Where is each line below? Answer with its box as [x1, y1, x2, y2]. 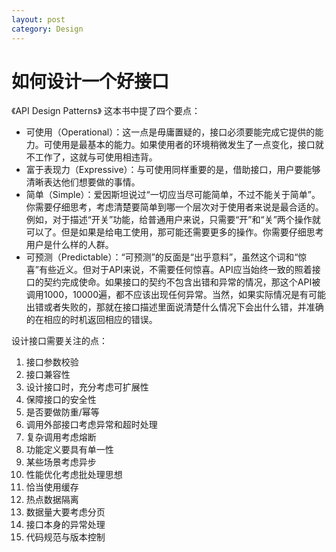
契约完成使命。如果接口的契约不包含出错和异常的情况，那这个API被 [43, 276, 321, 288]
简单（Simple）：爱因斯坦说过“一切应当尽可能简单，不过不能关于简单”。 [25, 189, 321, 201]
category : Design [11, 24, 84, 34]
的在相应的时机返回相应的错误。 [25, 314, 158, 326]
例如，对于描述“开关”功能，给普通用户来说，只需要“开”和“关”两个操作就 [25, 214, 321, 226]
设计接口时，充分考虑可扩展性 [25, 381, 149, 393]
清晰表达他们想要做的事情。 [25, 176, 141, 188]
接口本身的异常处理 [25, 519, 106, 531]
